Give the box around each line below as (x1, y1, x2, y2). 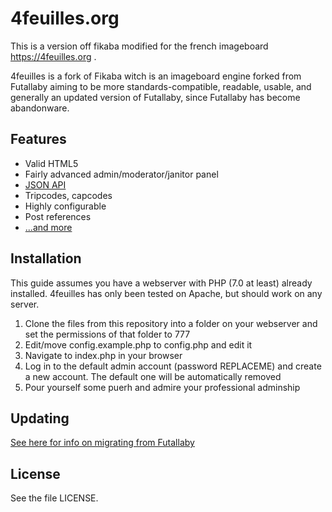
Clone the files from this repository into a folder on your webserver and (24, 317, 318, 329)
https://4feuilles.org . (10, 50, 97, 62)
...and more (24, 221, 73, 233)
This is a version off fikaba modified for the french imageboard (10, 40, 269, 52)
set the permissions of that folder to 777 (24, 328, 191, 340)
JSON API (24, 178, 67, 191)
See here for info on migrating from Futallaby (10, 437, 195, 449)
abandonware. (10, 102, 70, 114)
